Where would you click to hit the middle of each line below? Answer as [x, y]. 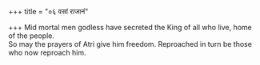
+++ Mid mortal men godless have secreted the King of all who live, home [130, 27]
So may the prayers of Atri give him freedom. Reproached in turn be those [130, 44]
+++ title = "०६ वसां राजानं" [48, 11]
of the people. [31, 36]
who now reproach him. [47, 52]
